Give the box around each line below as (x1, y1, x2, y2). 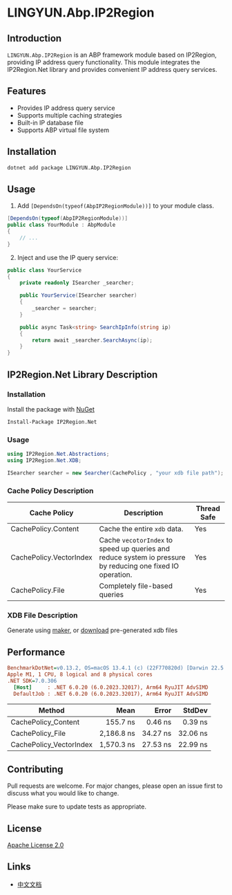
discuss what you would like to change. (7, 789, 119, 797)
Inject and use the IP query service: (17, 253, 119, 261)
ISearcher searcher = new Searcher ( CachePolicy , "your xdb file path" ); (7, 469, 224, 477)
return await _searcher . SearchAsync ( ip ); (32, 337, 153, 344)
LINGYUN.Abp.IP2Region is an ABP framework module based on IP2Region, (7, 50, 217, 59)
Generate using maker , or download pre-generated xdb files (7, 626, 178, 634)
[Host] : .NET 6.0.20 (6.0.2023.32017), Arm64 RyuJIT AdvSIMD (13, 683, 209, 691)
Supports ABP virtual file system (17, 126, 109, 134)
